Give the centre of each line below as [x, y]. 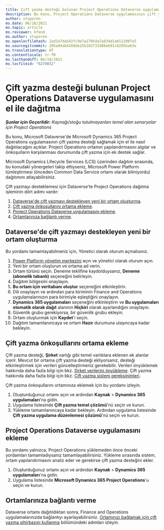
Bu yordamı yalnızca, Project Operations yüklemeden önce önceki [72, 450]
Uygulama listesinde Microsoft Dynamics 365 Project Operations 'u [81, 480]
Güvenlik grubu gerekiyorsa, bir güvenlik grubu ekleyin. [68, 312]
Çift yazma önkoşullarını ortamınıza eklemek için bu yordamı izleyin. [73, 385]
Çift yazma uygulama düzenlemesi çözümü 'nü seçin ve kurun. [76, 415]
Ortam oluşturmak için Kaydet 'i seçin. [51, 317]
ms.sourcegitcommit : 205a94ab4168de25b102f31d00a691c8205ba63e [71, 46]
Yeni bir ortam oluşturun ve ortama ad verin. [57, 266]
